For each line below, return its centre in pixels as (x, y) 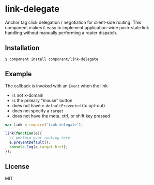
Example (18, 74)
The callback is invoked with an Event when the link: (57, 85)
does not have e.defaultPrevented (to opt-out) (58, 105)
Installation (22, 48)
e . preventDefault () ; (30, 143)
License (17, 167)
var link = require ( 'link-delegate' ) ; (44, 125)
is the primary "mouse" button (42, 100)
